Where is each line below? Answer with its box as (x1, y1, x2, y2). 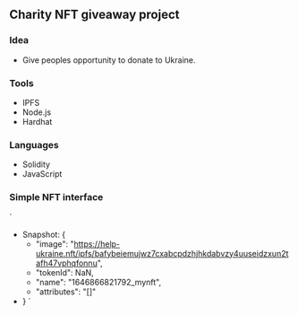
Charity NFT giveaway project (9, 7, 180, 22)
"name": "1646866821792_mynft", (35, 276, 162, 287)
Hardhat (21, 116, 53, 127)
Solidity (21, 159, 51, 170)
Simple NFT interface (9, 191, 104, 204)
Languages (9, 138, 60, 151)
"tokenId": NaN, (35, 267, 94, 277)
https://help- (73, 238, 121, 249)
